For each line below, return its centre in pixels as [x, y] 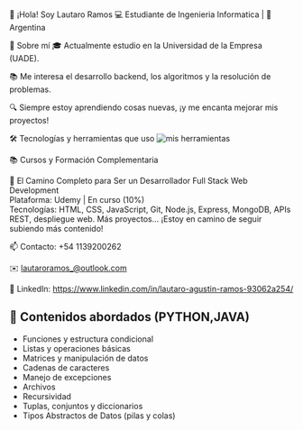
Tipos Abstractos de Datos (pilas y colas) [99, 416]
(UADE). [24, 58]
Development [34, 190]
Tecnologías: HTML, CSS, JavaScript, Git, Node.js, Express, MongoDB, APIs [150, 209]
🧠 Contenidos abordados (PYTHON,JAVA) [129, 317]
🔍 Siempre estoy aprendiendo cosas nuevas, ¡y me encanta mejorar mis [144, 107]
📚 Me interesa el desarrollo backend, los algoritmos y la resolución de [140, 76]
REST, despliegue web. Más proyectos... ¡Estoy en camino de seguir [136, 219]
